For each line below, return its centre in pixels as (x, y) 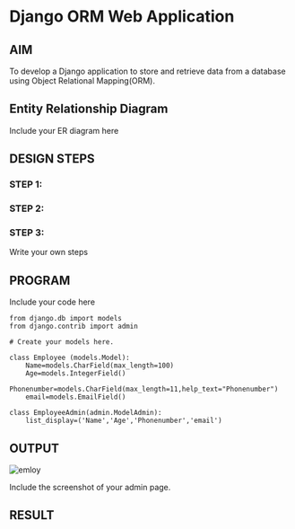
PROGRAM (40, 280)
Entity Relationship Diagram (89, 109)
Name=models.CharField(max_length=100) (100, 366)
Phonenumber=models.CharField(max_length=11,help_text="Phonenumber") (144, 389)
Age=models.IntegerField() (76, 374)
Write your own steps (48, 252)
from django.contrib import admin (74, 326)
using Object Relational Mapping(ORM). (82, 81)
